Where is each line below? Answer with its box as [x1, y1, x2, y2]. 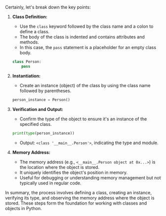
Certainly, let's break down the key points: [5, 4, 91, 10]
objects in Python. [5, 205, 42, 211]
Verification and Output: [12, 106, 63, 112]
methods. [19, 39, 40, 45]
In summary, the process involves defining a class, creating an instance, [5, 189, 152, 195]
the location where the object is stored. [19, 164, 100, 170]
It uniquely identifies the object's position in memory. [19, 169, 128, 175]
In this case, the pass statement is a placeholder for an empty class [19, 45, 157, 50]
